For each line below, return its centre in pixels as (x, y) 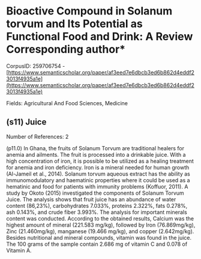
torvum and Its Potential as (74, 24)
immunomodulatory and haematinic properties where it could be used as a (98, 180)
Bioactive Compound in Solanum (89, 11)
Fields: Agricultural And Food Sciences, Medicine (67, 103)
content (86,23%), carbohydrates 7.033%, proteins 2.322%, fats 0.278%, (97, 206)
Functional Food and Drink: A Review (100, 37)
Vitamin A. (19, 250)
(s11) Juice (26, 122)
